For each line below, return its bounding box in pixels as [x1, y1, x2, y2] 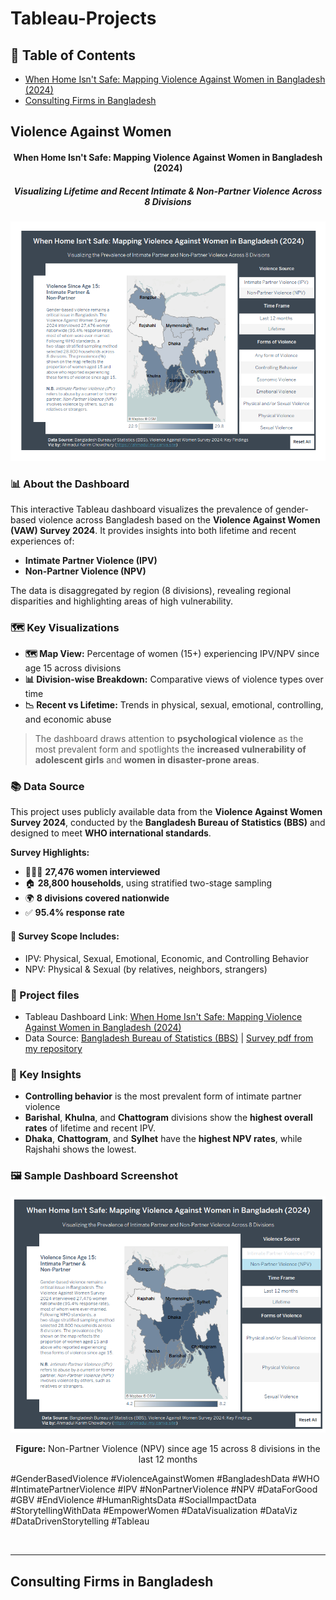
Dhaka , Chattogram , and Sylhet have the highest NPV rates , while [24, 1133, 303, 1145]
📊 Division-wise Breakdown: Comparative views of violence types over [24, 673, 324, 686]
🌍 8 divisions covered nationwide [24, 892, 170, 904]
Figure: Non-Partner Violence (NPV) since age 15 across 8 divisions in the [15, 1443, 321, 1455]
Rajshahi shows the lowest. [24, 1143, 137, 1156]
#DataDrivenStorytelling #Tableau [10, 1515, 150, 1527]
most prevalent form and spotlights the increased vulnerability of [34, 743, 307, 756]
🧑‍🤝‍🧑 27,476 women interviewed [24, 866, 161, 878]
